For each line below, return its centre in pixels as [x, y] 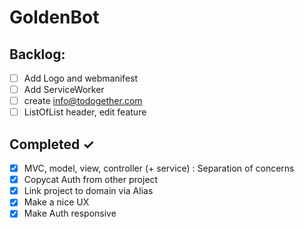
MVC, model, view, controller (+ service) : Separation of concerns [159, 168]
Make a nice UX [56, 202]
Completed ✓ [52, 144]
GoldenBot [54, 17]
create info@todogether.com [83, 101]
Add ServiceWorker [64, 90]
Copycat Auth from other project [91, 180]
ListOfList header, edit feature [85, 112]
